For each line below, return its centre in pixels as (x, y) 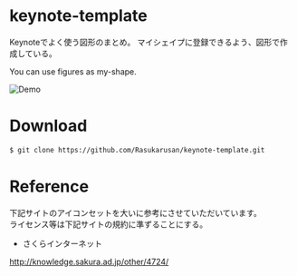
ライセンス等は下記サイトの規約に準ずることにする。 (109, 224)
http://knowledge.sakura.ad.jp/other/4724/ (89, 261)
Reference (49, 186)
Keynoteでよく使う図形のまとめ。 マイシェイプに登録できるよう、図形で (145, 42)
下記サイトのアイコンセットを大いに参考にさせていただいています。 (136, 212)
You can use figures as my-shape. (73, 71)
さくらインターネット (62, 243)
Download (48, 126)
